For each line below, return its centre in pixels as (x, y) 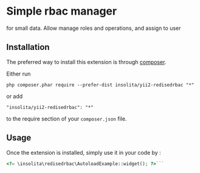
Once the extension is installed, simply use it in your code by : (84, 152)
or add (15, 96)
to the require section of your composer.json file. (67, 118)
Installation (28, 47)
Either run (19, 74)
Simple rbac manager (62, 11)
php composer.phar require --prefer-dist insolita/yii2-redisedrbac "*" (100, 85)
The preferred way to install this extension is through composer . (86, 62)
